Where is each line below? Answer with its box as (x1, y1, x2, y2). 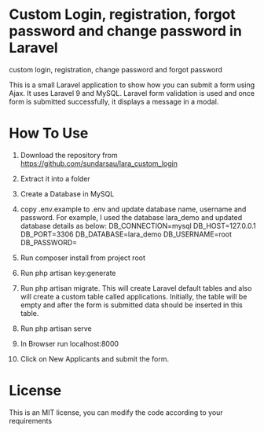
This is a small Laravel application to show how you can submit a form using (9, 80, 255, 90)
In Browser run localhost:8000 (20, 339, 119, 348)
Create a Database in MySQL (20, 189, 115, 198)
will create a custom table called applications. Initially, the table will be (20, 292, 247, 301)
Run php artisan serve (20, 324, 93, 333)
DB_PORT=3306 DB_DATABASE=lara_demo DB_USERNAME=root (20, 229, 233, 239)
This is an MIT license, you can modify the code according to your (9, 407, 223, 417)
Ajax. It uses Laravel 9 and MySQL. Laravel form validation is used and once (9, 88, 255, 97)
